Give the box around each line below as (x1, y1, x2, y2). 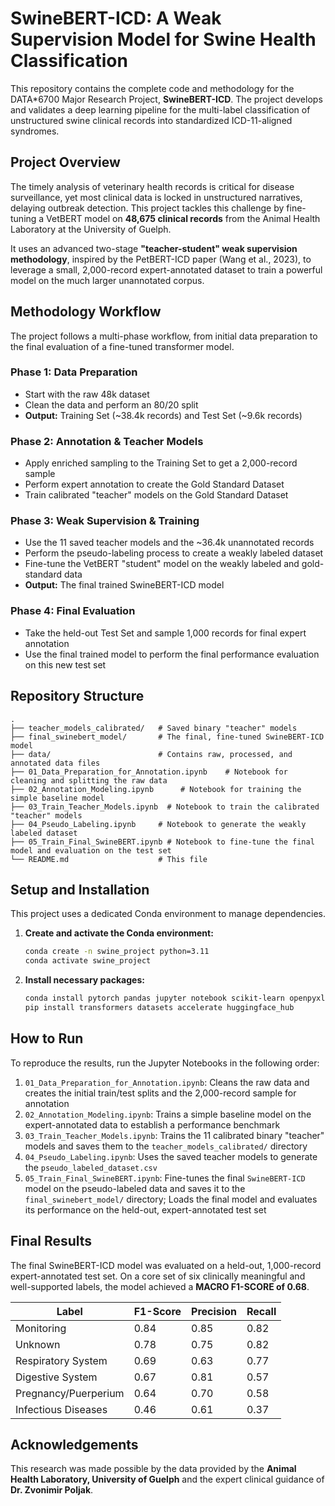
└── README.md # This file (10, 854, 208, 864)
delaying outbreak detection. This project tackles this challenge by (10, 202, 285, 214)
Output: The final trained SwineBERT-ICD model (24, 579, 225, 591)
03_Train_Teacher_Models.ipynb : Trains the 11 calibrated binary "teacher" (24, 1129, 325, 1141)
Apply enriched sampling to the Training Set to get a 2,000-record (24, 457, 298, 469)
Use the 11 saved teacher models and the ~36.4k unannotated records (24, 537, 315, 549)
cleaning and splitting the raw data (10, 775, 168, 786)
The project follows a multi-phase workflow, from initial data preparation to (10, 330, 318, 342)
